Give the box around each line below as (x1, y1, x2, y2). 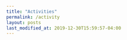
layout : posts (6, 19, 42, 25)
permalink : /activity (6, 14, 60, 20)
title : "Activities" (6, 8, 58, 15)
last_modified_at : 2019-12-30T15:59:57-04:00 (6, 25, 121, 31)
